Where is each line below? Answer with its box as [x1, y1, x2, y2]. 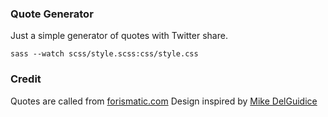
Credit [10, 72, 42, 86]
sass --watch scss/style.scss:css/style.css [10, 49, 199, 59]
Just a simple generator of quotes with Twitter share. [10, 30, 228, 42]
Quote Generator [10, 7, 94, 21]
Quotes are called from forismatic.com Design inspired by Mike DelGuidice [10, 95, 318, 107]
